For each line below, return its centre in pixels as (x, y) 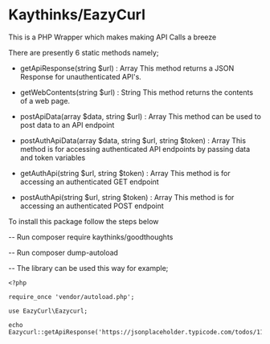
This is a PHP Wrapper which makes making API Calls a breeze (112, 37)
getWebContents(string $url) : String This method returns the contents (137, 92)
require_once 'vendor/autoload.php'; (72, 297)
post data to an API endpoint (67, 125)
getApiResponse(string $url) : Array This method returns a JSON (127, 68)
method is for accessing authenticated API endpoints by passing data (135, 149)
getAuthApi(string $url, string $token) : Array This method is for (125, 173)
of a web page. (45, 100)
